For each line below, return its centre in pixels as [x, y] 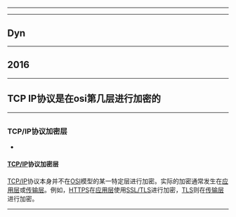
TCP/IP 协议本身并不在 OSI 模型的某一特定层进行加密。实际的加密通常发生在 [115, 181]
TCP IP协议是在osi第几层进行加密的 [84, 99]
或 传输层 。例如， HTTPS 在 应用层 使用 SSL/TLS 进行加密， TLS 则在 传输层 [122, 190]
